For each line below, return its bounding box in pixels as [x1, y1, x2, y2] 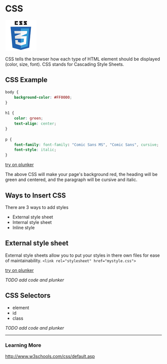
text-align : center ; [14, 121, 57, 126]
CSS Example [5, 76, 48, 84]
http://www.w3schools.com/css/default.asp [5, 353, 95, 359]
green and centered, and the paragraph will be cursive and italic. [5, 177, 138, 182]
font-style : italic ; [14, 148, 57, 153]
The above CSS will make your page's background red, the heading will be [5, 172, 158, 178]
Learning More [5, 342, 41, 349]
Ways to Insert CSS [5, 191, 66, 199]
